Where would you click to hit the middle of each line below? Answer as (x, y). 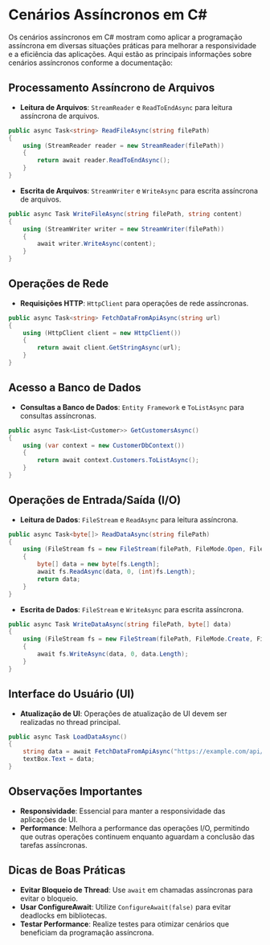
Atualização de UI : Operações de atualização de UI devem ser (123, 714)
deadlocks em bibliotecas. (63, 915)
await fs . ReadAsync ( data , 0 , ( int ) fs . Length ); (117, 572)
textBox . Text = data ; (59, 759)
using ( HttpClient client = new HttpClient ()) (102, 333)
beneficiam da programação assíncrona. (87, 932)
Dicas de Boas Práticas (67, 871)
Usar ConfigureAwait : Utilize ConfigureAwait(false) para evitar (125, 906)
